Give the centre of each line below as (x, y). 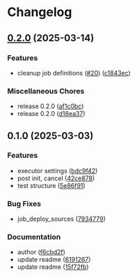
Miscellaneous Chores (46, 91)
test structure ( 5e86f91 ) (51, 185)
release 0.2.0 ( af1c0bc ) (50, 106)
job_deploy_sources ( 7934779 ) (62, 219)
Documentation (34, 237)
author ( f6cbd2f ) (41, 252)
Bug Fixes (24, 203)
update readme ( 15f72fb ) (53, 267)
